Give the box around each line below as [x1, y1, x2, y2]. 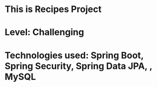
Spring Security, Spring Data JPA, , [5, 60, 152, 71]
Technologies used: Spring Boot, [5, 49, 144, 61]
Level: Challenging [5, 27, 84, 38]
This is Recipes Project [5, 4, 102, 15]
